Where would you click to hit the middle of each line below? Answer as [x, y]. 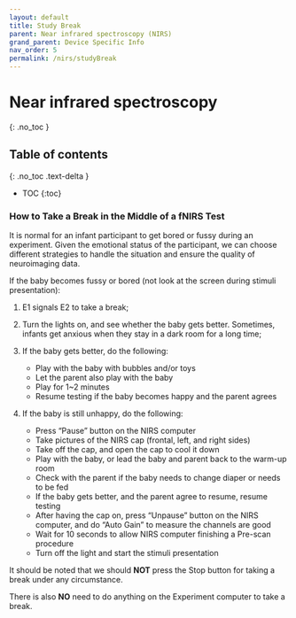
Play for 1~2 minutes [72, 387]
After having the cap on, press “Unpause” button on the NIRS [147, 515]
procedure [54, 544]
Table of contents [58, 154]
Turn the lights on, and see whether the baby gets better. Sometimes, [148, 325]
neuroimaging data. [45, 264]
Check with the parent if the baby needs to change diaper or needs [158, 478]
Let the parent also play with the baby [104, 378]
